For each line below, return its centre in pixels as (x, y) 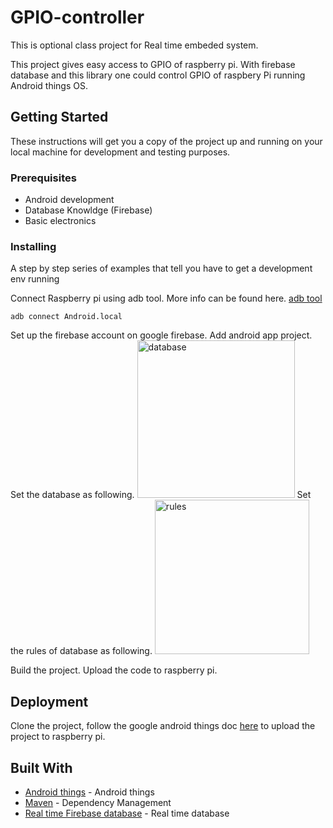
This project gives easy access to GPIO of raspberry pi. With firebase (153, 64)
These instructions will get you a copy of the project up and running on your (166, 141)
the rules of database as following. (81, 651)
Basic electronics (60, 221)
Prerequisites (43, 178)
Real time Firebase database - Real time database (127, 813)
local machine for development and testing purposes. (120, 152)
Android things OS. (49, 85)
